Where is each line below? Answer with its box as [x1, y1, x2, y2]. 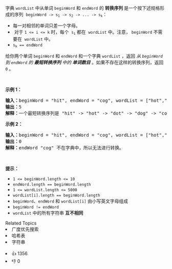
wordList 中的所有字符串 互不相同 [12, 210, 83, 216]
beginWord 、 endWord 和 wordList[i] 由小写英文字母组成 [12, 198, 128, 204]
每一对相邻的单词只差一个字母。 [12, 23, 80, 29]
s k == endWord [12, 42, 42, 49]
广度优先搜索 [12, 226, 39, 232]
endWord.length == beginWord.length [12, 182, 91, 187]
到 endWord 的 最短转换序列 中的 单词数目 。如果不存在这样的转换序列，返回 [5, 59, 164, 65]
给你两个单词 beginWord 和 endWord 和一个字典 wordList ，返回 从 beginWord [5, 53, 163, 59]
